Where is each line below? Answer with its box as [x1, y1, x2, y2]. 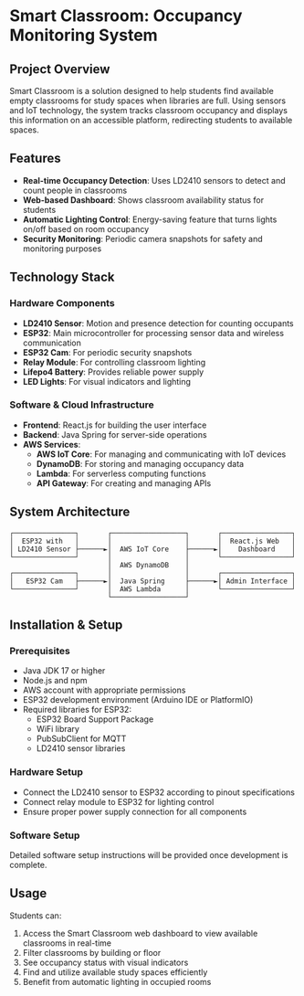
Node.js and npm [22, 675, 88, 686]
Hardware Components [9, 297, 116, 310]
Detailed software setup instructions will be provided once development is [9, 849, 288, 860]
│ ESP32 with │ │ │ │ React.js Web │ [9, 536, 297, 546]
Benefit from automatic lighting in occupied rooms [22, 976, 212, 987]
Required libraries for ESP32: [22, 705, 132, 715]
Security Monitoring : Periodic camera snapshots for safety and [22, 233, 263, 244]
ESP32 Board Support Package [36, 714, 154, 725]
